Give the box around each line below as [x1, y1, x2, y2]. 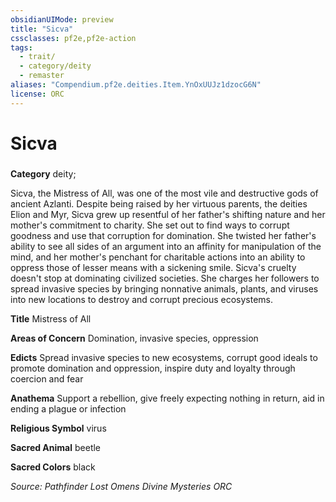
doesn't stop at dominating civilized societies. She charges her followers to [10, 272, 320, 284]
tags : [10, 42, 33, 53]
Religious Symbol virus [10, 422, 107, 434]
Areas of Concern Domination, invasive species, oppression [10, 332, 259, 344]
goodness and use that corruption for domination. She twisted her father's [10, 229, 317, 241]
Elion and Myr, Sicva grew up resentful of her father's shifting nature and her [10, 208, 326, 220]
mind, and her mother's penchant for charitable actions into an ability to [10, 251, 306, 263]
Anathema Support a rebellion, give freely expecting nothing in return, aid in [10, 392, 325, 404]
